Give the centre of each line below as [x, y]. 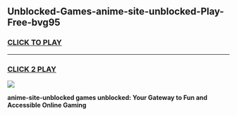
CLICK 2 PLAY [32, 69]
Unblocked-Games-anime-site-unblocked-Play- [116, 12]
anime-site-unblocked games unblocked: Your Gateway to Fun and [108, 97]
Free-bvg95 [34, 23]
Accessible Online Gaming [47, 105]
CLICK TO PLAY [35, 43]
